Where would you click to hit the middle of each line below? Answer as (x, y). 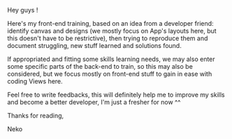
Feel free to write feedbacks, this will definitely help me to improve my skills (116, 95)
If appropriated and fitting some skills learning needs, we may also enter (111, 59)
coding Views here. (35, 81)
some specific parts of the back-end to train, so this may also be (100, 66)
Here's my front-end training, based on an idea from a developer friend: (111, 23)
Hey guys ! (23, 10)
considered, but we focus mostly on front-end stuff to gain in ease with (110, 74)
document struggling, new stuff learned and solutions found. (94, 46)
